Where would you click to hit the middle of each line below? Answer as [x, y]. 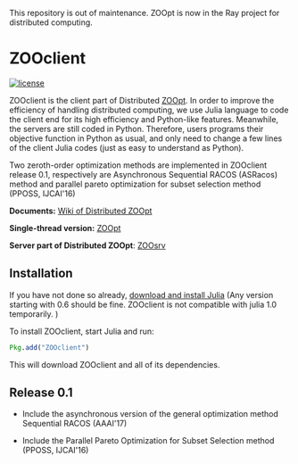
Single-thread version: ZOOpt [65, 228]
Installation [41, 273]
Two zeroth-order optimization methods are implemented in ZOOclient [138, 165]
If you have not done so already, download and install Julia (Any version [141, 294]
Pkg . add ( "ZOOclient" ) [50, 347]
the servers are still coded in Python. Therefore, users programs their [137, 128]
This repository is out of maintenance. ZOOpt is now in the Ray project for [145, 13]
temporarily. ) [34, 314]
